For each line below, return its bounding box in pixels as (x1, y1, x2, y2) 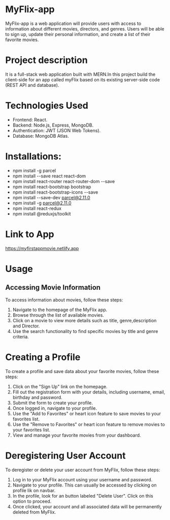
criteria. (12, 333, 29, 340)
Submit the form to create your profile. (12, 400, 93, 406)
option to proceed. (12, 498, 52, 504)
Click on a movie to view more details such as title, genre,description (12, 317, 157, 323)
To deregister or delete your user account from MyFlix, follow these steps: (5, 467, 160, 473)
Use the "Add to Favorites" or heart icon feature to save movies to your (12, 410, 161, 416)
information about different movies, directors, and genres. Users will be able (5, 25, 164, 32)
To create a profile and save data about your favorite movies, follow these (5, 368, 159, 374)
